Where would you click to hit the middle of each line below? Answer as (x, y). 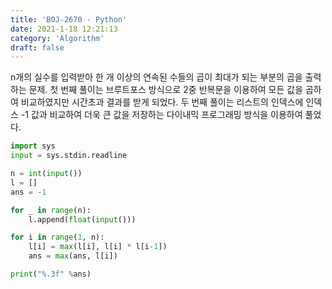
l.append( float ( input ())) (82, 219)
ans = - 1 (28, 192)
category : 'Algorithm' (57, 38)
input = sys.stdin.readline (69, 156)
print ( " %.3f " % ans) (51, 274)
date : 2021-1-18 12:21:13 (64, 29)
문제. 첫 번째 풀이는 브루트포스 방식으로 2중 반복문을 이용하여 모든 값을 (166, 90)
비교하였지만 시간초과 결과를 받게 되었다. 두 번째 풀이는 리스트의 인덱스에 (162, 102)
